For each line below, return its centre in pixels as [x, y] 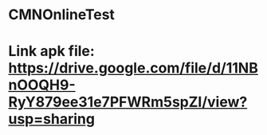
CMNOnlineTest [62, 15]
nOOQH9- [42, 85]
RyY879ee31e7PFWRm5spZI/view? [128, 102]
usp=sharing [52, 119]
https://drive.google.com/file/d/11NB [133, 68]
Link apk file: [52, 52]
